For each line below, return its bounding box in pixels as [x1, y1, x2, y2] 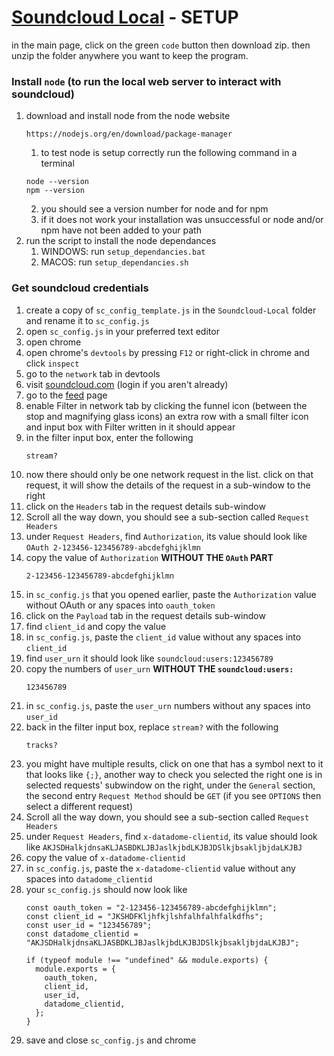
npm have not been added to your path [40, 224, 202, 236]
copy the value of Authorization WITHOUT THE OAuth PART [25, 551, 274, 563]
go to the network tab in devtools [25, 367, 161, 380]
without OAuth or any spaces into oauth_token [25, 599, 216, 611]
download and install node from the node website [25, 110, 231, 122]
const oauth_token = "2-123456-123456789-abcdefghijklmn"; [25, 902, 278, 913]
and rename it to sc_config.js [25, 314, 150, 326]
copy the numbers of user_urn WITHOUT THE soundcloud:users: [25, 662, 294, 675]
